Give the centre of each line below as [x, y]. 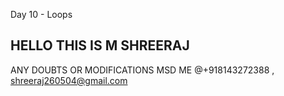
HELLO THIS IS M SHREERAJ [100, 45]
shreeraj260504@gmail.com [69, 80]
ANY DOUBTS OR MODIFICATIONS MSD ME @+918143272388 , [142, 70]
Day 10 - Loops [41, 14]
